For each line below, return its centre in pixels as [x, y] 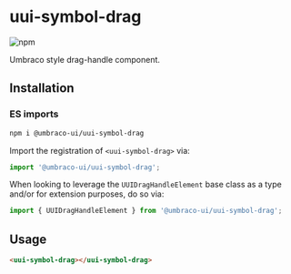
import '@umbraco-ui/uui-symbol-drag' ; [85, 167]
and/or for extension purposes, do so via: [87, 194]
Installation [42, 88]
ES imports [34, 114]
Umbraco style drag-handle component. [85, 59]
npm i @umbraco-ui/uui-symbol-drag [77, 133]
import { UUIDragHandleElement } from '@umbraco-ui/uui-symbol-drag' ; [146, 211]
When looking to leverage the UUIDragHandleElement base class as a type [145, 185]
